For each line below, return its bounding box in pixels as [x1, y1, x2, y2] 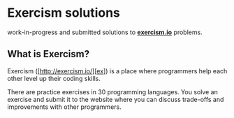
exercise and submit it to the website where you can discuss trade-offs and [7, 95, 224, 103]
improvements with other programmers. [7, 103, 122, 111]
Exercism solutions [7, 5, 121, 21]
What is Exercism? [7, 48, 89, 60]
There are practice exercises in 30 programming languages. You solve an [7, 87, 218, 96]
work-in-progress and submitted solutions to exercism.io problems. [7, 28, 203, 36]
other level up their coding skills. [7, 74, 101, 82]
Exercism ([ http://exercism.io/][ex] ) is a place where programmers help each [7, 66, 228, 75]
